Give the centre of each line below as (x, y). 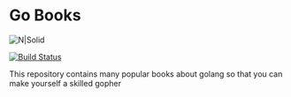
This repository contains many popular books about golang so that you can (146, 74)
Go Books (45, 15)
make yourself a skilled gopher (65, 83)
